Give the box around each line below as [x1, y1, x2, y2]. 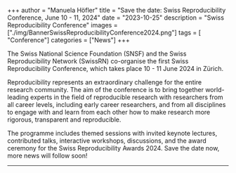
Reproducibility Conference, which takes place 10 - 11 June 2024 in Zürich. [7, 65, 223, 72]
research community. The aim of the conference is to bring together [7, 86, 204, 94]
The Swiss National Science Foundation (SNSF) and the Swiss [7, 49, 187, 58]
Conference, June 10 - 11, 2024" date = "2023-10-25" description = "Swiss [7, 13, 225, 22]
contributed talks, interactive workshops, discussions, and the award [7, 136, 206, 145]
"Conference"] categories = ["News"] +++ [7, 36, 130, 44]
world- [204, 86, 225, 94]
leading [7, 93, 29, 101]
